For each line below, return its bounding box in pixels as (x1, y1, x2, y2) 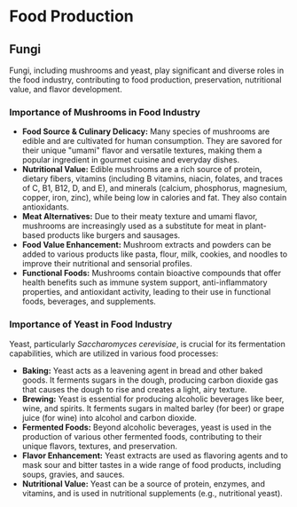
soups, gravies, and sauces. (21, 469, 125, 479)
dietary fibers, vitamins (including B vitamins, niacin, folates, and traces (21, 173, 284, 184)
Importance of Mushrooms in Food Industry (9, 106, 201, 118)
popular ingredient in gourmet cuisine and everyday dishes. (21, 154, 240, 165)
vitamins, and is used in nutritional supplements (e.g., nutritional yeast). (21, 487, 284, 498)
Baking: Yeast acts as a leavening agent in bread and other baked (21, 365, 263, 376)
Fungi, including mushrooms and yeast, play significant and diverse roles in (9, 65, 285, 75)
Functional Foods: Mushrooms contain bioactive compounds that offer (21, 268, 282, 279)
